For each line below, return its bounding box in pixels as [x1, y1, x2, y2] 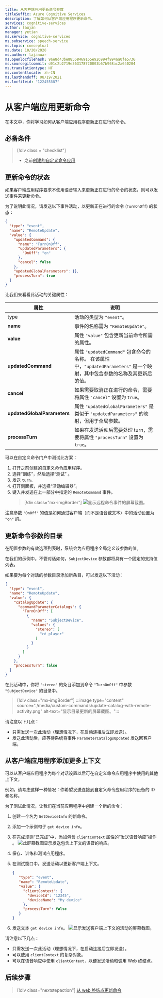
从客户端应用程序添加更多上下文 [5, 756, 101, 765]
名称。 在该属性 [74, 355, 110, 362]
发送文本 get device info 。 [12, 925, 68, 930]
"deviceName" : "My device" [27, 897, 82, 902]
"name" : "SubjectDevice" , [31, 618, 83, 623]
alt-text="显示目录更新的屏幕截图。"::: [43, 708, 120, 714]
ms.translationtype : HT [5, 66, 53, 71]
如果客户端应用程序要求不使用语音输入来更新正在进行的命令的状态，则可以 [5, 187, 154, 193]
